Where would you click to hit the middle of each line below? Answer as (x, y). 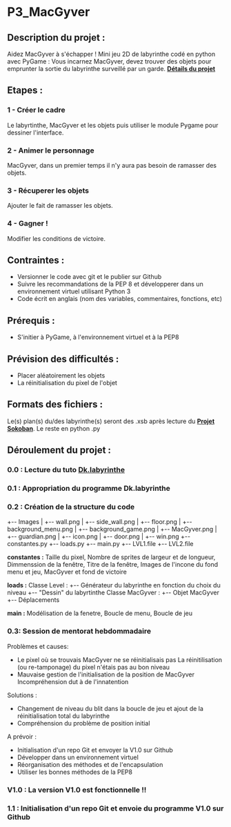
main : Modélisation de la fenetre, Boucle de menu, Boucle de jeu (100, 613)
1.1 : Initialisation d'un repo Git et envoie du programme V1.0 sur (115, 808)
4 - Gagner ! (28, 224)
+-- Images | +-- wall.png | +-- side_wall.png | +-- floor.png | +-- (100, 522)
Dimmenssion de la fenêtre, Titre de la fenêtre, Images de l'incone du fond (113, 565)
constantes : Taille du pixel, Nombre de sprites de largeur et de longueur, (111, 557)
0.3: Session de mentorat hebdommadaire (79, 631)
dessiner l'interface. (36, 133)
